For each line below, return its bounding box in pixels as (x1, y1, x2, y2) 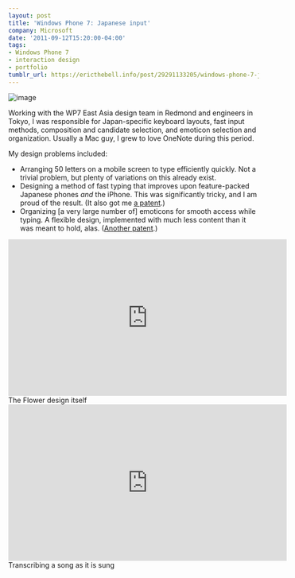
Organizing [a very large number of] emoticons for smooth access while (19, 206, 256, 215)
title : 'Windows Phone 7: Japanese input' (8, 19, 151, 27)
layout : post (8, 11, 52, 20)
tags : (8, 41, 26, 49)
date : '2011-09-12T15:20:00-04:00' (8, 33, 126, 42)
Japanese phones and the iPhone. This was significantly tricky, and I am (19, 189, 258, 199)
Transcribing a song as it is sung (8, 560, 115, 569)
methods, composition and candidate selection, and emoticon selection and (8, 125, 257, 134)
